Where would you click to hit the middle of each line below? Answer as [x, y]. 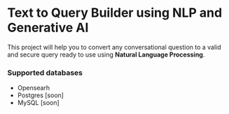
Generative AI [48, 28]
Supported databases [45, 73]
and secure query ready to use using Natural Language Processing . [106, 55]
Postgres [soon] [41, 95]
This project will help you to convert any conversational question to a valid [114, 47]
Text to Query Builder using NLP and [115, 13]
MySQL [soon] [38, 103]
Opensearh [34, 88]
